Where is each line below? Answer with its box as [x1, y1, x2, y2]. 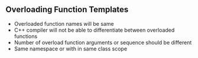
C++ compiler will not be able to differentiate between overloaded [14, 26, 175, 33]
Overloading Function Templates [5, 5, 129, 15]
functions [14, 32, 38, 40]
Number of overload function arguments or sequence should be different [14, 39, 192, 46]
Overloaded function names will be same [14, 20, 114, 27]
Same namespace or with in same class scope [14, 45, 128, 52]
